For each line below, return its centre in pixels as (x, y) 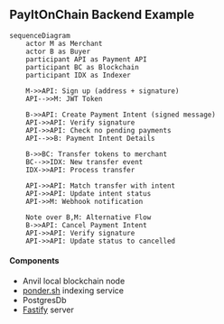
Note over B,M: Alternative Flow (89, 217)
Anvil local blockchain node (74, 281)
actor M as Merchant (64, 43)
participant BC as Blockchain (83, 67)
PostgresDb (44, 301)
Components (34, 261)
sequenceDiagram (40, 35)
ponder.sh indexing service (73, 291)
